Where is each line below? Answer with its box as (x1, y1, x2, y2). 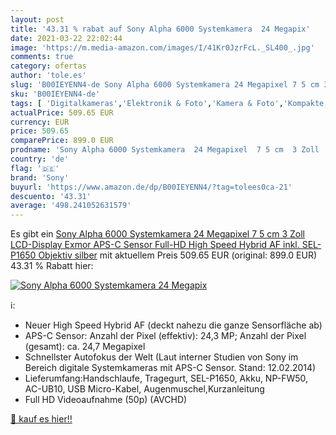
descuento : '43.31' (10, 191, 92, 201)
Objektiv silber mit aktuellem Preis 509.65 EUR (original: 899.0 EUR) (38, 249, 318, 261)
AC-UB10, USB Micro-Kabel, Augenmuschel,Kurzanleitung (24, 383, 265, 395)
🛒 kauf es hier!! (10, 413, 73, 425)
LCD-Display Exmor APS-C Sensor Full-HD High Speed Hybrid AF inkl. (10, 239, 300, 251)
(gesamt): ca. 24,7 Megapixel (24, 341, 146, 353)
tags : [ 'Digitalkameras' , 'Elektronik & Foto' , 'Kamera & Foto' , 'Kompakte (10, 98, 325, 108)
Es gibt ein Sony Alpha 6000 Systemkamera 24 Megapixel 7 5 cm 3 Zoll (10, 228, 305, 240)
